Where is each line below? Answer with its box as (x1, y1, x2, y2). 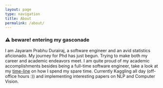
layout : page (5, 7, 32, 12)
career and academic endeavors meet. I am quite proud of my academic (5, 58, 150, 63)
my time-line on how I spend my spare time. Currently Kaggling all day (5, 68, 146, 74)
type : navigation (5, 12, 40, 16)
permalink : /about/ (5, 20, 45, 26)
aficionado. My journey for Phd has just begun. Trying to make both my (5, 53, 148, 59)
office (5, 73, 17, 79)
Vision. (5, 78, 19, 84)
